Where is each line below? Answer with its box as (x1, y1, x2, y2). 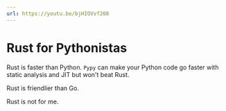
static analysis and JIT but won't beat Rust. (6, 70, 130, 78)
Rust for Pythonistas (6, 40, 128, 55)
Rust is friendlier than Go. (6, 84, 79, 92)
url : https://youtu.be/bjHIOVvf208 (6, 10, 110, 17)
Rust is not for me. (6, 97, 59, 105)
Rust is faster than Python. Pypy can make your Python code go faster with (6, 63, 219, 71)
